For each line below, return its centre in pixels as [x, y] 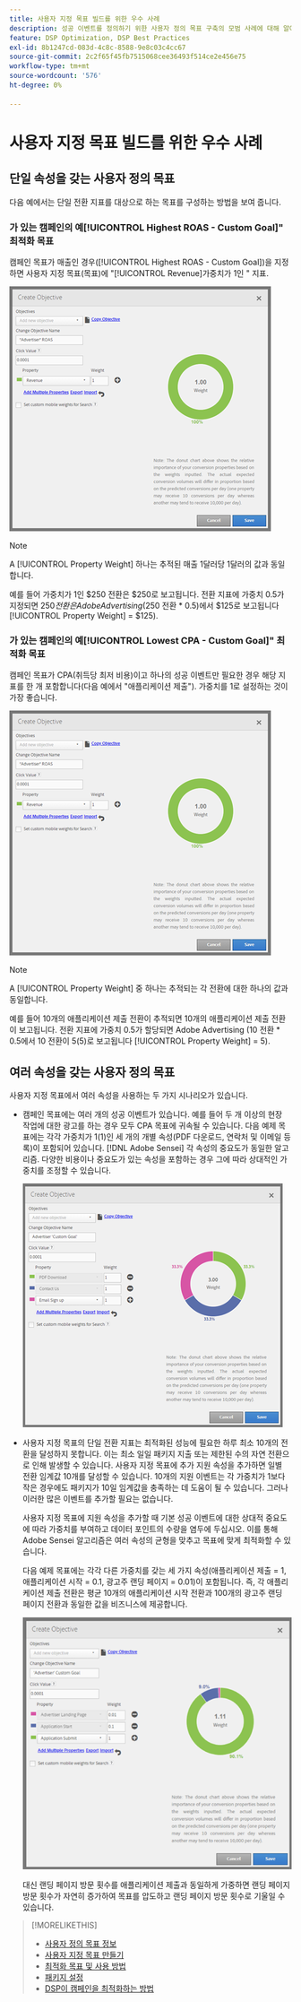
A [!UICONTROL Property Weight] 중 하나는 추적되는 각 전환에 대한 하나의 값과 [149, 988]
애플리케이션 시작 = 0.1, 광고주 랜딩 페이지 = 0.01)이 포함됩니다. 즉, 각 [143, 1582]
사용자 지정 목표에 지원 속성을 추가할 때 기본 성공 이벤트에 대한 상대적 [143, 1518]
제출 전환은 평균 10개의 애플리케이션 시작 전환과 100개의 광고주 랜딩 [164, 1593]
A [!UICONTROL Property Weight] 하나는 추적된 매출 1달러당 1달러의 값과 [139, 564]
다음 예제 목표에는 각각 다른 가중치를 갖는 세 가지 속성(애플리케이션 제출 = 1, [154, 1571]
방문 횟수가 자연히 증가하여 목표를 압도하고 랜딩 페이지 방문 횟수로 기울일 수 [154, 1896]
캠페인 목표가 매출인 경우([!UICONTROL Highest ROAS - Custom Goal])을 [141, 262]
